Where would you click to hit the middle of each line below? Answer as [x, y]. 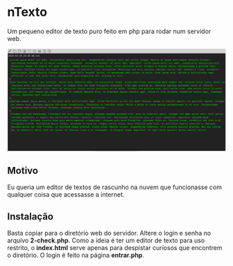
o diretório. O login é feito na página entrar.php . [76, 255]
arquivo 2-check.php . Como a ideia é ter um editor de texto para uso [106, 240]
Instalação [31, 216]
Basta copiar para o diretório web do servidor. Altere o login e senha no [109, 233]
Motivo [23, 171]
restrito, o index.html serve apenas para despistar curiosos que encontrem [115, 248]
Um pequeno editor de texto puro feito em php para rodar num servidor [109, 31]
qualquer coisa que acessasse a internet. [66, 195]
